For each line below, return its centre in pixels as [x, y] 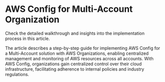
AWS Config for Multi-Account [69, 9]
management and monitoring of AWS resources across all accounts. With [79, 58]
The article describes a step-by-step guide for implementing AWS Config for [83, 48]
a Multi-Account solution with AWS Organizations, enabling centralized [77, 53]
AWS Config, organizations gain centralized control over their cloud [73, 64]
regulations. [17, 74]
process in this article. [28, 39]
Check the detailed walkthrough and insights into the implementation [75, 33]
